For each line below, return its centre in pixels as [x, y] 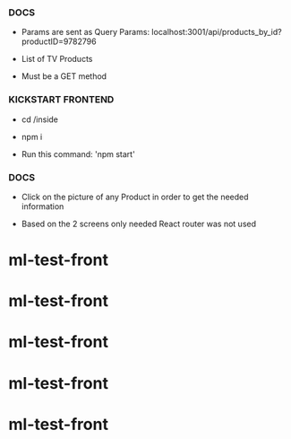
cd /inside [40, 119]
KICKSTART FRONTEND [61, 100]
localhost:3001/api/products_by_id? [217, 32]
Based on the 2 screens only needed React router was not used [139, 224]
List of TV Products [57, 59]
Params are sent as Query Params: [85, 32]
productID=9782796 [59, 41]
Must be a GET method [64, 76]
